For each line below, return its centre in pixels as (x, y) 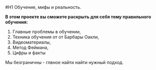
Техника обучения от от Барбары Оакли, (56, 37)
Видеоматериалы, (32, 42)
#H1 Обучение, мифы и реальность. (43, 7)
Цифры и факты (29, 53)
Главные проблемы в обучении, (47, 32)
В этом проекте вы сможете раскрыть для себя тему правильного (78, 17)
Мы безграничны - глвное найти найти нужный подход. (64, 62)
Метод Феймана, (30, 47)
